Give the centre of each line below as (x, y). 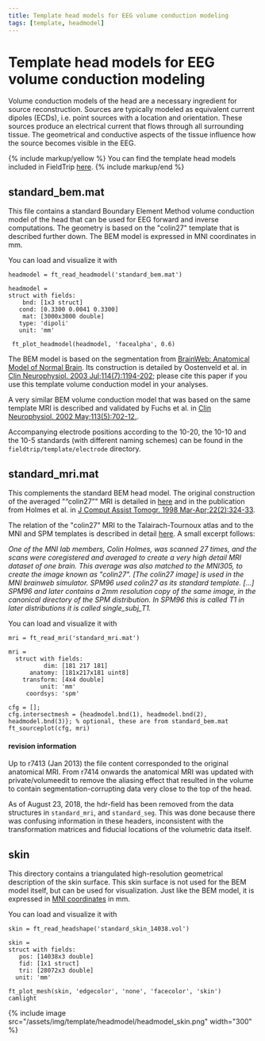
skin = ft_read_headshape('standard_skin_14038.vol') (99, 929)
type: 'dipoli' (44, 324)
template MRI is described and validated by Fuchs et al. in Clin (110, 408)
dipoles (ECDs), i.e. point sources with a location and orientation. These (125, 118)
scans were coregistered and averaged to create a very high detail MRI (125, 557)
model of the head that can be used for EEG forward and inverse (114, 220)
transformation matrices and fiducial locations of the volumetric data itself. (130, 830)
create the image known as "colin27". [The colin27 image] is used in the (126, 574)
